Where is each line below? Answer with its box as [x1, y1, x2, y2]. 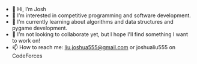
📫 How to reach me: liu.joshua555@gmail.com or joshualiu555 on [11, 44, 176, 50]
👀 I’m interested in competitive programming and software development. [11, 12, 191, 19]
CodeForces [11, 52, 43, 59]
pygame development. [11, 24, 68, 31]
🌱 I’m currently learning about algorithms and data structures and [11, 18, 174, 25]
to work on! [11, 37, 40, 44]
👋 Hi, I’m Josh [11, 6, 47, 12]
